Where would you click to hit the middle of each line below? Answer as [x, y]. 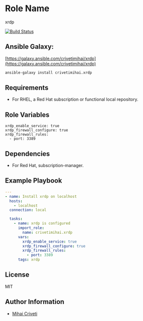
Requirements [27, 88]
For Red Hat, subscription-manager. [48, 166]
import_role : [31, 228]
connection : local [28, 210]
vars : [23, 237]
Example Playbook [33, 181]
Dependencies [27, 154]
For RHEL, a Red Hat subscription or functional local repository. [75, 99]
